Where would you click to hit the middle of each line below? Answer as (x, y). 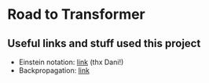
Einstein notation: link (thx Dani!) (71, 62)
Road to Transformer (77, 14)
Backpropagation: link (54, 70)
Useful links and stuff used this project (104, 43)
